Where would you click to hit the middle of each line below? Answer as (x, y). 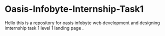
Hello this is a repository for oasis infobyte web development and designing (82, 23)
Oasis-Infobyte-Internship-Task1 (74, 9)
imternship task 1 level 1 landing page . (44, 28)
